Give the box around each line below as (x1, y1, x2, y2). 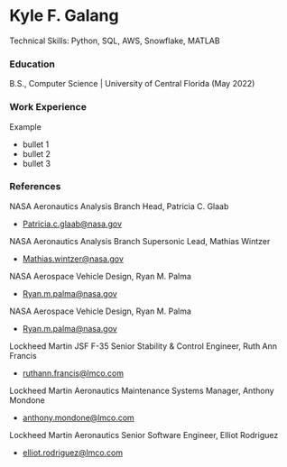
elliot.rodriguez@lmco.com (22, 447, 124, 458)
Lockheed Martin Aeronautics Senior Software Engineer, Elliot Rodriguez (9, 429, 279, 440)
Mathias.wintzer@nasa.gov (22, 253, 125, 264)
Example (9, 121, 42, 132)
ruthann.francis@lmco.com (22, 367, 125, 379)
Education (9, 58, 56, 70)
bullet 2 (22, 148, 51, 159)
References (9, 180, 61, 193)
